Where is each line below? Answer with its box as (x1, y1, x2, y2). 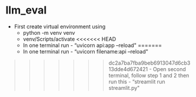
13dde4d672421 (108, 65, 149, 72)
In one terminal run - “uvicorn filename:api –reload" (23, 48, 149, 55)
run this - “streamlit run (108, 78, 165, 85)
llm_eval (5, 4, 47, 17)
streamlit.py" (108, 84, 140, 91)
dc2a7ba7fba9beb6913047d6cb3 (108, 59, 191, 66)
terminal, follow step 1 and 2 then (108, 72, 189, 79)
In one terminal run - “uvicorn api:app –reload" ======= (23, 42, 162, 49)
